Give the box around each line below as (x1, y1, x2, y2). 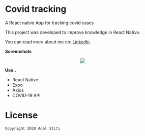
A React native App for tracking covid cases (5, 20, 94, 26)
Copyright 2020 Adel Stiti (5, 126, 60, 131)
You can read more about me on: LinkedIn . (5, 38, 91, 45)
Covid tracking (5, 3, 66, 15)
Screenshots (5, 48, 32, 54)
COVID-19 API (12, 92, 41, 98)
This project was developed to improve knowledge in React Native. (5, 29, 141, 35)
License (5, 110, 38, 121)
